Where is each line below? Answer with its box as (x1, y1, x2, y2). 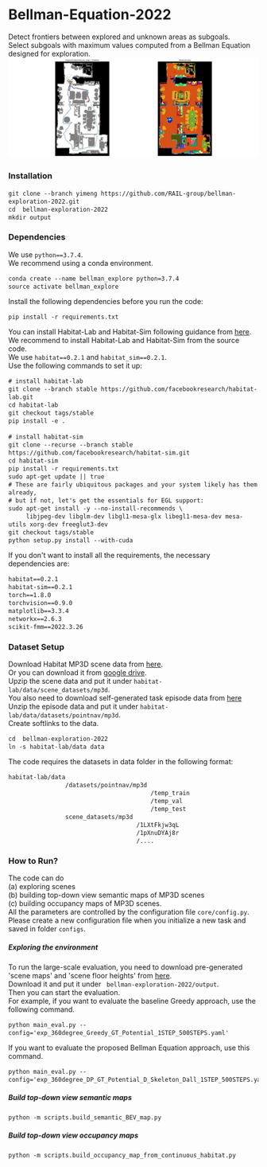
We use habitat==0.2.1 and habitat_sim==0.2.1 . (8, 352, 167, 361)
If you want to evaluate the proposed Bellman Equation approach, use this (8, 1043, 250, 1052)
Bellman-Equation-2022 (8, 6, 172, 24)
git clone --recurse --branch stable (8, 440, 133, 449)
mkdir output (8, 213, 52, 221)
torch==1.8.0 (8, 591, 52, 599)
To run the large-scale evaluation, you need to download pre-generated (8, 962, 243, 972)
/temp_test (150, 806, 187, 814)
